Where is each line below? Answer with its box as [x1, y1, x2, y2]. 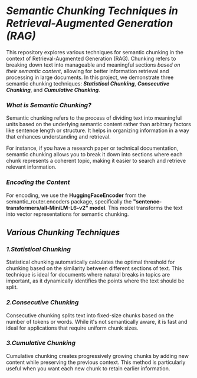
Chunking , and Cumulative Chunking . [6, 86, 100, 93]
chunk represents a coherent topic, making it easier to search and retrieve [6, 157, 186, 165]
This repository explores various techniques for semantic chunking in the [6, 48, 184, 55]
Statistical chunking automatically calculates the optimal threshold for [6, 258, 175, 266]
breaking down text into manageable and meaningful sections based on [6, 61, 180, 68]
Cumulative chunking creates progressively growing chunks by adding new [6, 352, 189, 359]
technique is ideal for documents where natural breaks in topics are [6, 271, 170, 278]
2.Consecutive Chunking [6, 298, 79, 307]
